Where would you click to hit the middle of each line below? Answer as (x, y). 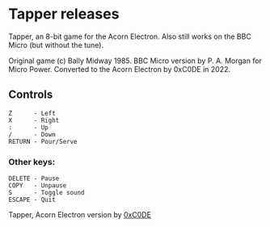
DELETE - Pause (34, 179)
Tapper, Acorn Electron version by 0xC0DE (80, 215)
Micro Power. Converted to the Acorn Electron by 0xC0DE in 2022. (120, 69)
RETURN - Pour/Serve (43, 141)
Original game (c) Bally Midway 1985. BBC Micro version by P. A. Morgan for (135, 61)
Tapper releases (64, 14)
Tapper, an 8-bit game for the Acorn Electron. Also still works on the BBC (130, 36)
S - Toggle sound (46, 193)
